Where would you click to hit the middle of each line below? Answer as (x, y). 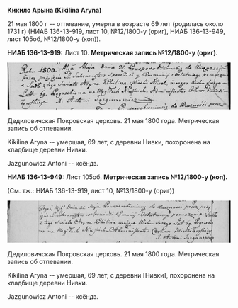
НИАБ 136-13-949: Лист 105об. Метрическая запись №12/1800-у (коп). (118, 177)
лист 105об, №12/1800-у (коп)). (54, 39)
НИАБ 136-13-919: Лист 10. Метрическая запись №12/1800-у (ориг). (113, 53)
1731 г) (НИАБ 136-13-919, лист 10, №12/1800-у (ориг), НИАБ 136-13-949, (116, 32)
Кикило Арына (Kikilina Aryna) (55, 10)
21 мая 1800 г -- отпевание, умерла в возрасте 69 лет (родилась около (115, 24)
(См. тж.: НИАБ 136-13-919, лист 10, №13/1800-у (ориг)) (91, 191)
